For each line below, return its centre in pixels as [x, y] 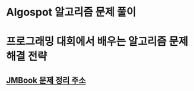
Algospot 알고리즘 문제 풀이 [71, 12]
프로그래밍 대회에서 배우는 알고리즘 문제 [97, 42]
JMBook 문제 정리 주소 [46, 80]
